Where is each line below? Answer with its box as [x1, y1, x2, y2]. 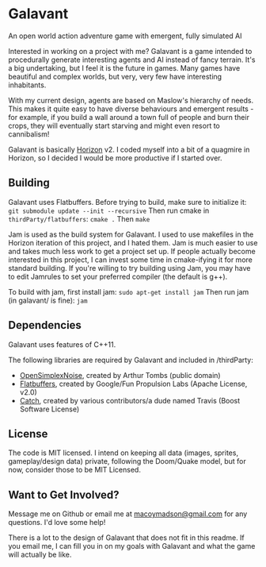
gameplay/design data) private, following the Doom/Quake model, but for [8, 457, 247, 466]
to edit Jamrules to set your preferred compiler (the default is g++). [8, 272, 228, 281]
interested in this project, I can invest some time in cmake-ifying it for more [8, 255, 253, 264]
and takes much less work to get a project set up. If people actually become [8, 246, 256, 256]
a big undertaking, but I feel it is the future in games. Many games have [8, 63, 241, 72]
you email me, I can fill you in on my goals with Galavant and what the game [8, 542, 256, 551]
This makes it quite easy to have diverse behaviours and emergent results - [8, 104, 254, 114]
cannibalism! [8, 129, 50, 139]
